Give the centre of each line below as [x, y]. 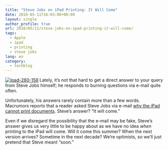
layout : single [21, 19]
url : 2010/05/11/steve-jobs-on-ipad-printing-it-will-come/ [69, 29]
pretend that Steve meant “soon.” [40, 142]
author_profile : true [28, 24]
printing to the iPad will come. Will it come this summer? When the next [79, 131]
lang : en [14, 56]
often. [11, 91]
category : [16, 61]
